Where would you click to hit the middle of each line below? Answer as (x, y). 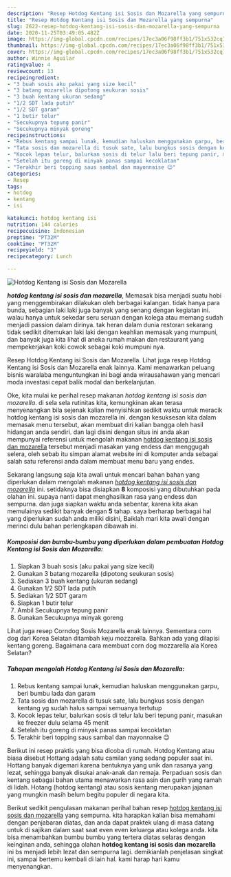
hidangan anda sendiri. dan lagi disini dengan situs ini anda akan (99, 432)
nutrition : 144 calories (43, 225)
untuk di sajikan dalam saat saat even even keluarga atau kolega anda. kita (113, 829)
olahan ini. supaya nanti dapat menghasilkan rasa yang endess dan (102, 496)
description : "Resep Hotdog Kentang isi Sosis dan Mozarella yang (104, 13)
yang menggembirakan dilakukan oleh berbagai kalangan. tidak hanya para (113, 303)
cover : (16, 52)
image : (16, 39)
